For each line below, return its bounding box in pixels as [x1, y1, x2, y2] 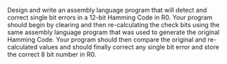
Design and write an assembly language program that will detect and [7, 6, 207, 14]
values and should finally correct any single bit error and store [39, 43, 220, 51]
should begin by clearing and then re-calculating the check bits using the [7, 21, 220, 29]
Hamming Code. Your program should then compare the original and [7, 35, 207, 44]
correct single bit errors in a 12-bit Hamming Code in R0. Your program [7, 13, 213, 22]
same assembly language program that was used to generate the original [7, 28, 220, 36]
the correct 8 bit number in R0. [7, 50, 97, 58]
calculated [7, 43, 38, 51]
